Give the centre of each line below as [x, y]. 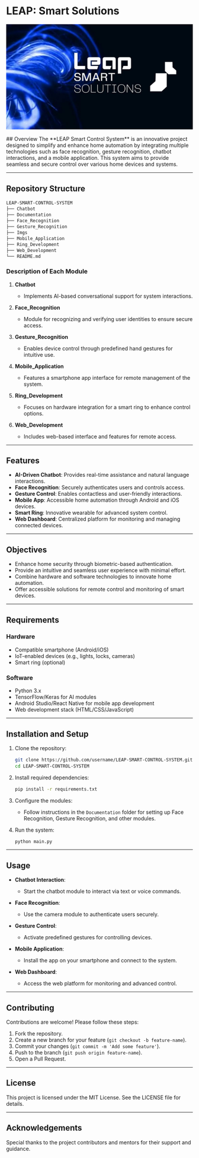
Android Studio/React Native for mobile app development [84, 703]
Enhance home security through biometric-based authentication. [94, 564]
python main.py [33, 841]
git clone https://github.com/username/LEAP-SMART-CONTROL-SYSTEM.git [104, 760]
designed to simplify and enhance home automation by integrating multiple [97, 145]
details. [15, 1103]
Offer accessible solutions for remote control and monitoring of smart [99, 589]
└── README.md [24, 257]
